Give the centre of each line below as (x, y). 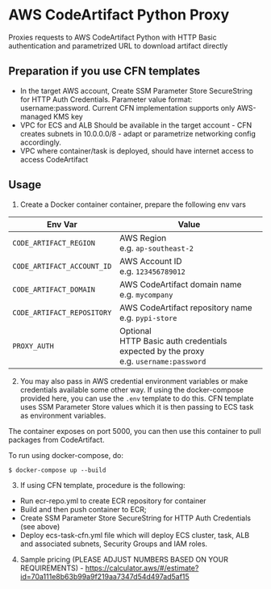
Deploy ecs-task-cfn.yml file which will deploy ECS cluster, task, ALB (135, 535)
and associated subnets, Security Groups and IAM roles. (114, 544)
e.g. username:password (163, 361)
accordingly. (41, 142)
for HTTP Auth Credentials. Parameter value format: (106, 99)
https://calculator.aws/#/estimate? (142, 568)
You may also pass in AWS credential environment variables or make (134, 381)
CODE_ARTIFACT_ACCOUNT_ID (62, 266)
